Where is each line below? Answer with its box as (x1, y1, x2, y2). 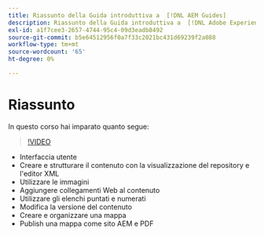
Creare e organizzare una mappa (19, 210, 127, 220)
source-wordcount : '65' (8, 48, 86, 56)
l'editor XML (19, 169, 60, 178)
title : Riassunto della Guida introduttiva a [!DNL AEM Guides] (8, 11, 226, 20)
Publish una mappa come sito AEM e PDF (19, 219, 154, 228)
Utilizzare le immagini (19, 177, 90, 187)
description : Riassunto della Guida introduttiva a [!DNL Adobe (8, 19, 226, 27)
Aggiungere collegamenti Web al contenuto (19, 185, 160, 194)
